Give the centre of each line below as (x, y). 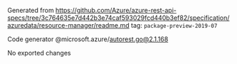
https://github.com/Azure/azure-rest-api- (116, 10)
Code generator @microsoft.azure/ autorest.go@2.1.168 (88, 39)
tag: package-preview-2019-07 (174, 25)
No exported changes (39, 53)
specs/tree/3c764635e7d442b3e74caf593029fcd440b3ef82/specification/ (118, 18)
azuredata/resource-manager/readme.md (68, 25)
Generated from (31, 10)
